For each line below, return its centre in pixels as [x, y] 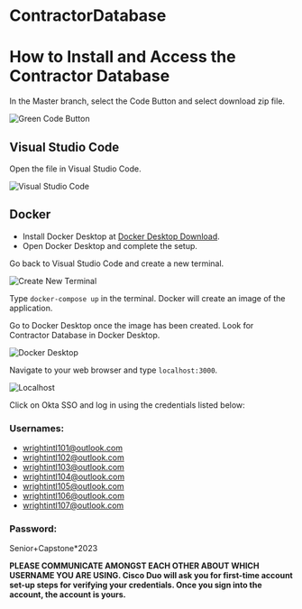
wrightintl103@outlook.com [73, 467]
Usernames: [37, 428]
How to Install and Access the [123, 57]
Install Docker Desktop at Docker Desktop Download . [121, 236]
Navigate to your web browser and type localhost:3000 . [114, 370]
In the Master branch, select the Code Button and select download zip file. [147, 101]
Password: [33, 529]
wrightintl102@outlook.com [73, 457]
